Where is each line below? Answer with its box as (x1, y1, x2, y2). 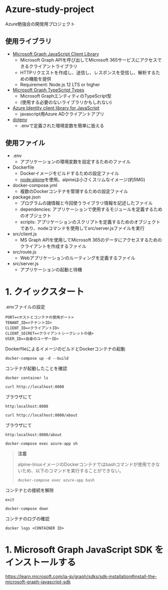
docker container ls (5, 375, 49, 380)
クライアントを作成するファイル (20, 243, 87, 249)
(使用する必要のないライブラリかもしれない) (20, 99, 112, 105)
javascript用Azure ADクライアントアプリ (20, 111, 104, 117)
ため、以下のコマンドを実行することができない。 (22, 467, 124, 473)
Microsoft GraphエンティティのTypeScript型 (20, 92, 112, 99)
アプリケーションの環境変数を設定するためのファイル (20, 158, 131, 165)
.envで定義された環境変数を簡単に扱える (20, 122, 104, 128)
